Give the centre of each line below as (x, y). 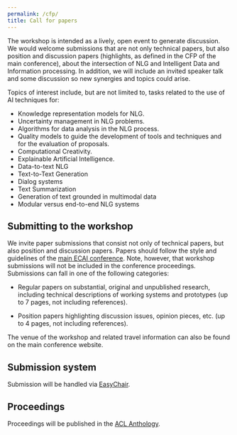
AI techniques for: (33, 99)
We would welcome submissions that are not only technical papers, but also (118, 48)
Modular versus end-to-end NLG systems (78, 204)
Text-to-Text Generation (53, 174)
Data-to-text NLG (43, 166)
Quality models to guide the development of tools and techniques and (120, 136)
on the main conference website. (55, 345)
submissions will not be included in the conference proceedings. (102, 266)
